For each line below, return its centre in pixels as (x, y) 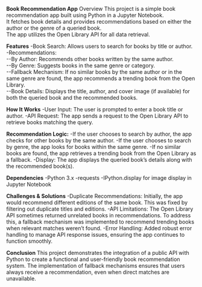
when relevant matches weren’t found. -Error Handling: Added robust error (99, 228)
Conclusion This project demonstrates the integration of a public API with (98, 253)
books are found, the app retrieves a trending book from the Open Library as (101, 153)
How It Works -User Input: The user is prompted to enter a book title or (95, 109)
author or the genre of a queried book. (54, 28)
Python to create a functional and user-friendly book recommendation (93, 259)
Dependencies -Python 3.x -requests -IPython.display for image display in (99, 178)
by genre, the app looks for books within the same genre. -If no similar (94, 147)
